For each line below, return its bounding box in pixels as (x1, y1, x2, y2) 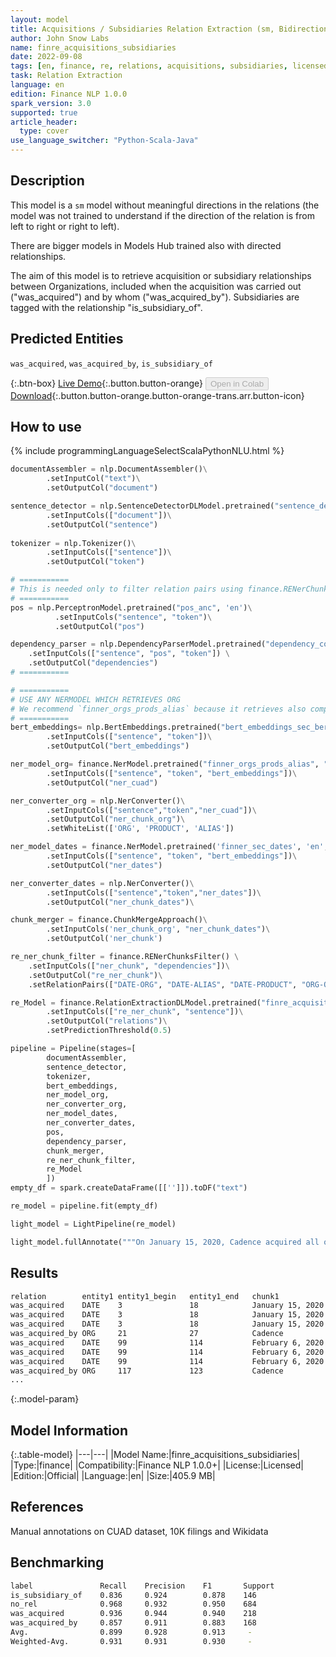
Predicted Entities (10, 331, 124, 348)
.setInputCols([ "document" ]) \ (46, 510, 172, 520)
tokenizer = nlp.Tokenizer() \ (10, 538, 137, 548)
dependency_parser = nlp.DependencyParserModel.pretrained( (10, 639, 267, 650)
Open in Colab (209, 378, 265, 389)
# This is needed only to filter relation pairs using (10, 584, 244, 595)
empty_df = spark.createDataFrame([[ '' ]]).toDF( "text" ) (10, 1183, 248, 1193)
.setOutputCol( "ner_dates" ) (46, 860, 163, 870)
